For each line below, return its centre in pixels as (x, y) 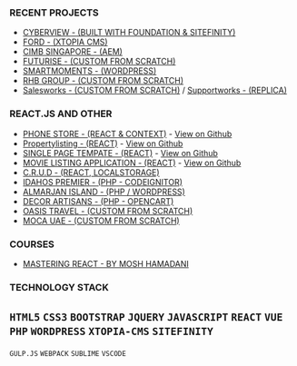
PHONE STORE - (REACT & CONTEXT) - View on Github (127, 134)
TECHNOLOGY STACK (59, 287)
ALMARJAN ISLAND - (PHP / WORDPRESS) (104, 192)
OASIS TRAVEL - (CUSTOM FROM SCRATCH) (108, 211)
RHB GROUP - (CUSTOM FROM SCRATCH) (103, 81)
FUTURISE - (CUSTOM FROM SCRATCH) (99, 62)
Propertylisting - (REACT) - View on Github (103, 143)
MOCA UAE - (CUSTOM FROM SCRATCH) (101, 221)
